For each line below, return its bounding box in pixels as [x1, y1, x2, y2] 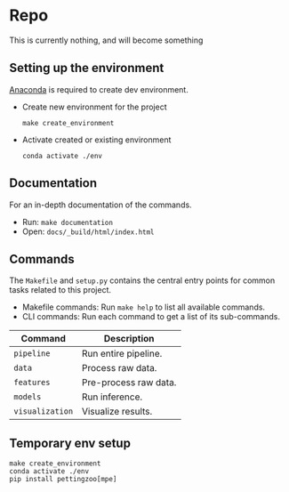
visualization [13, 407, 74, 416]
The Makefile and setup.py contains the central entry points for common [9, 275, 276, 286]
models [13, 392, 42, 402]
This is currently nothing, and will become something [9, 35, 204, 45]
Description [103, 333, 155, 345]
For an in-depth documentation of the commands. [9, 199, 193, 210]
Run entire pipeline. [81, 348, 163, 360]
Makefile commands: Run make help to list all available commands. [21, 302, 265, 312]
